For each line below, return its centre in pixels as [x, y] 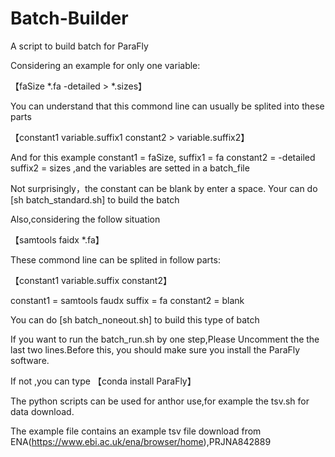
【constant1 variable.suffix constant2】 [91, 280]
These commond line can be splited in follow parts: [115, 259]
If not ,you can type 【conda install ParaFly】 [103, 381]
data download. [42, 411]
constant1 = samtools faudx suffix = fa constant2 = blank [127, 300]
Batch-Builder [69, 18]
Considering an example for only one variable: [105, 65]
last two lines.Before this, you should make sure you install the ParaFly [155, 349]
